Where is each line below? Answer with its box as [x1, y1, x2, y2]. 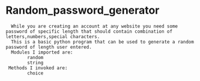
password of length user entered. [5, 44, 92, 50]
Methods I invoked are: [8, 65, 68, 71]
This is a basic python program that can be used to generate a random [11, 39, 195, 45]
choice [27, 70, 44, 76]
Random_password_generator [5, 4, 160, 17]
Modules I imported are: [11, 49, 73, 55]
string [27, 60, 44, 66]
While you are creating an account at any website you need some [11, 23, 178, 29]
